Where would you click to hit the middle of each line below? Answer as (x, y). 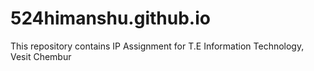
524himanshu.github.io (110, 18)
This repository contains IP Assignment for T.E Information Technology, (157, 46)
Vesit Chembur (41, 56)
